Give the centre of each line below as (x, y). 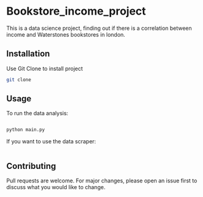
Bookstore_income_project (76, 11)
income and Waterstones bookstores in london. (66, 34)
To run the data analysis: (37, 113)
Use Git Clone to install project (45, 68)
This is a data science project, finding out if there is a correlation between (99, 28)
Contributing (31, 166)
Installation (28, 54)
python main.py (26, 130)
